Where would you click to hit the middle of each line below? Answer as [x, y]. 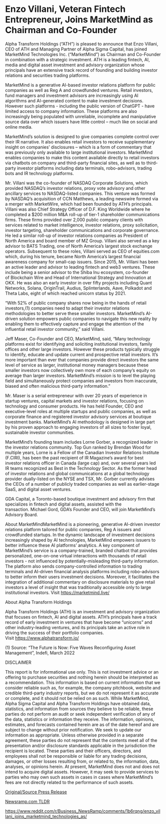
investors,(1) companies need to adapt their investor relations [67, 308]
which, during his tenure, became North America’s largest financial [73, 256]
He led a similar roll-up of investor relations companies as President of [77, 235]
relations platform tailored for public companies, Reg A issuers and [73, 529]
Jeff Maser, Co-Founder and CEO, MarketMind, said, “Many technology [78, 339]
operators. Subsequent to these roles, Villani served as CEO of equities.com [82, 251]
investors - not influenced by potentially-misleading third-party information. [82, 561]
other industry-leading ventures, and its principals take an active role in [78, 627]
